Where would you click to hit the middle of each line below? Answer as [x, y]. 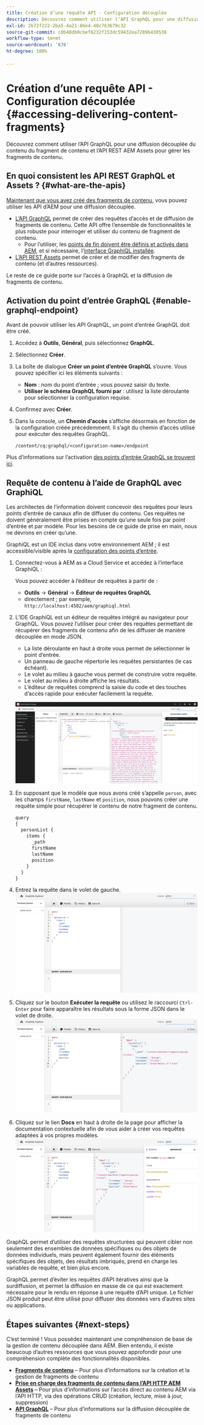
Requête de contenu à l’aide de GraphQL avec [94, 483]
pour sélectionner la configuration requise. [77, 398]
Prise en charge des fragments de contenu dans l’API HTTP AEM [98, 1383]
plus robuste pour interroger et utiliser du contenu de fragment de [97, 231]
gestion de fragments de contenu [57, 1377]
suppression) [32, 1403]
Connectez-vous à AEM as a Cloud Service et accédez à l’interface [99, 563]
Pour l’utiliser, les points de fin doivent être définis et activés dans [106, 244]
